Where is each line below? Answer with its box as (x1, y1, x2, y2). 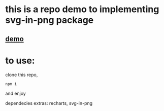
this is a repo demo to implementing (5, 4, 159, 15)
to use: (5, 55, 35, 66)
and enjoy (5, 90, 26, 96)
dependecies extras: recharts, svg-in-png (5, 100, 93, 106)
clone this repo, (5, 71, 38, 78)
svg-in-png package (5, 14, 94, 26)
